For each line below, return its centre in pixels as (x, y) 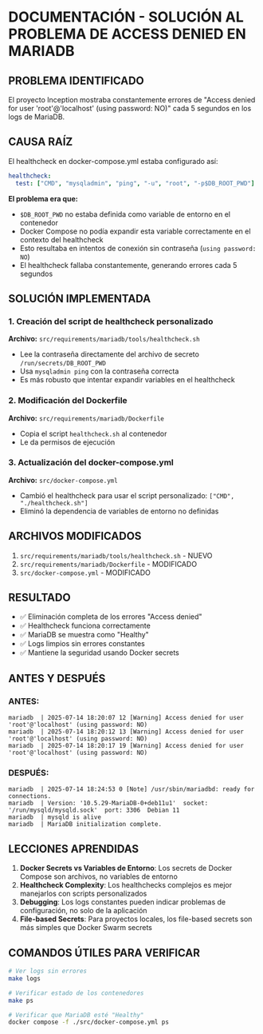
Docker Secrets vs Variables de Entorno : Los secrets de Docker (126, 868)
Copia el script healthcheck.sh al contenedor (93, 433)
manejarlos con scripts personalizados (83, 894)
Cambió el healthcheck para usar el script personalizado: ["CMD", (127, 495)
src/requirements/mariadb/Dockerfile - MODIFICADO (108, 564)
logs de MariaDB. (37, 117)
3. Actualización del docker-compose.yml (91, 462)
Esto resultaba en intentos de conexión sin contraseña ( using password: (138, 248)
